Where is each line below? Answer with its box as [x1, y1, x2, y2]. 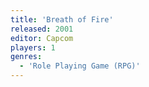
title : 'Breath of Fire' [10, 14, 114, 25]
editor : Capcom [10, 33, 74, 43]
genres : [10, 52, 43, 62]
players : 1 [10, 42, 56, 53]
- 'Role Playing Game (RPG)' [19, 61, 141, 71]
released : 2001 [10, 24, 74, 34]
